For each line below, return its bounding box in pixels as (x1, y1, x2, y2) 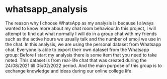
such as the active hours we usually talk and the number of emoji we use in (5, 36, 161, 42)
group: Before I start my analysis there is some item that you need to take (5, 51, 157, 58)
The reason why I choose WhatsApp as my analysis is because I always (5, 20, 154, 26)
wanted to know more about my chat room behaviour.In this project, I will (5, 25, 156, 31)
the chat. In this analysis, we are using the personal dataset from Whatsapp (5, 41, 161, 47)
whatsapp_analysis (5, 3, 88, 15)
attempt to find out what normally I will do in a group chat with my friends (5, 30, 157, 36)
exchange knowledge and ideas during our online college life (5, 67, 132, 73)
